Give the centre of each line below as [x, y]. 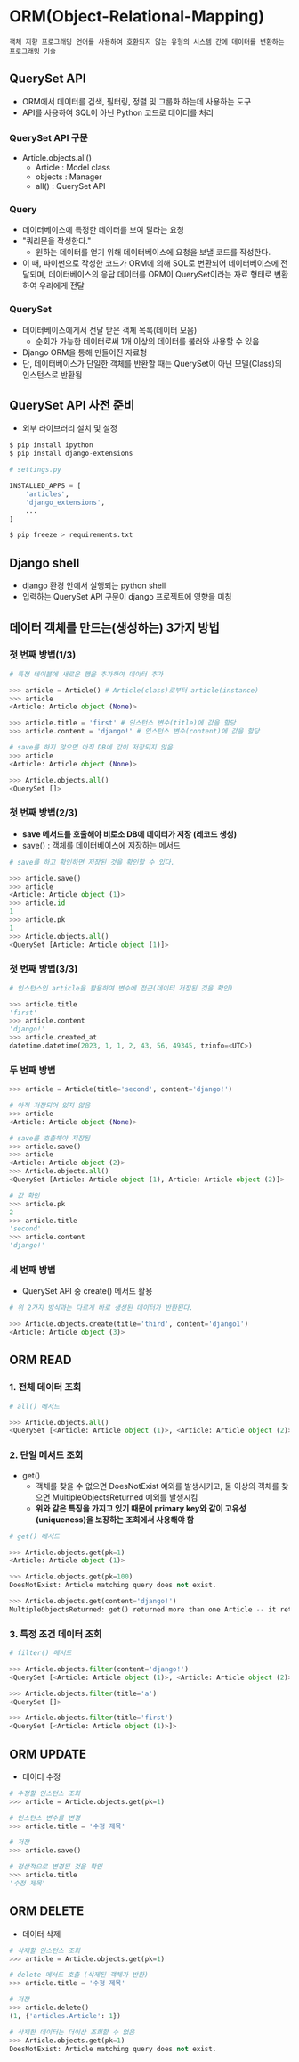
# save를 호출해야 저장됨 [50, 1138]
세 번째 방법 [32, 1271]
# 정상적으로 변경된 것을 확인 [56, 1867]
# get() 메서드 [35, 1536]
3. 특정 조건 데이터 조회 [56, 1634]
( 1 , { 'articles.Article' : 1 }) [65, 2016]
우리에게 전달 [61, 286]
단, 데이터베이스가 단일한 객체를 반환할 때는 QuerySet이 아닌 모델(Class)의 [152, 363]
